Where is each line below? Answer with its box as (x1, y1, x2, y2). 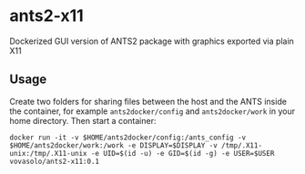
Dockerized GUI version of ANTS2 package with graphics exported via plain (9, 36, 294, 46)
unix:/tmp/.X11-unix (9, 148, 88, 158)
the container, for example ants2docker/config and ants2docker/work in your (9, 106, 296, 117)
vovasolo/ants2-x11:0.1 (9, 157, 100, 166)
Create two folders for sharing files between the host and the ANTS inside (9, 96, 287, 107)
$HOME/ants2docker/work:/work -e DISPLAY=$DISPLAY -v (9, 140, 219, 150)
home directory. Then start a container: (9, 115, 157, 126)
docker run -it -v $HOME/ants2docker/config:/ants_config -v (9, 133, 247, 142)
